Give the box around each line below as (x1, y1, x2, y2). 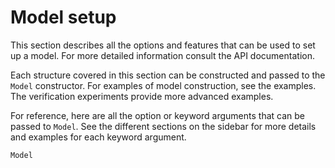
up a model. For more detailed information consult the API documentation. (10, 49, 315, 61)
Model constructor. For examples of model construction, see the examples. (10, 79, 317, 91)
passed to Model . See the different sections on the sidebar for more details (10, 120, 317, 132)
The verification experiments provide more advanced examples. (10, 90, 274, 102)
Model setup (10, 6, 117, 29)
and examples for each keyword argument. (10, 131, 187, 143)
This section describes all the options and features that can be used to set (10, 39, 316, 51)
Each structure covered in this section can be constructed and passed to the (10, 69, 326, 81)
